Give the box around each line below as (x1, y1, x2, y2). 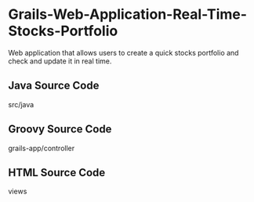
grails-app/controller (8, 143, 75, 153)
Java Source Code (8, 79, 100, 92)
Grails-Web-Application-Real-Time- (8, 5, 248, 23)
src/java (8, 99, 34, 109)
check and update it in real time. (8, 56, 112, 66)
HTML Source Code (8, 166, 106, 179)
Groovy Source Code (8, 123, 112, 136)
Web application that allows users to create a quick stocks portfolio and (8, 48, 239, 57)
